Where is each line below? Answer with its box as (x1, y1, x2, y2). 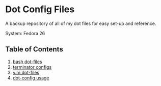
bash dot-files (12, 59, 42, 65)
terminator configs (12, 64, 52, 70)
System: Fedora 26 (5, 30, 45, 36)
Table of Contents (5, 45, 64, 54)
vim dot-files (12, 69, 40, 75)
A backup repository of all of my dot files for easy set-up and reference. (5, 20, 156, 26)
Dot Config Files (5, 4, 75, 15)
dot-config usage (12, 75, 49, 81)
